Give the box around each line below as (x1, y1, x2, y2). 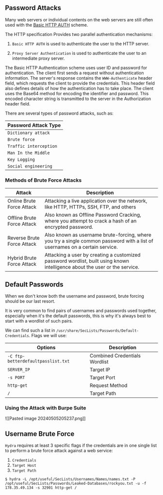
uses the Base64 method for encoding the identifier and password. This (5, 90, 149, 96)
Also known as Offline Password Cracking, (44, 211, 142, 218)
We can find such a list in (5, 327, 55, 333)
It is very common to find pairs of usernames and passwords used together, (5, 307, 157, 313)
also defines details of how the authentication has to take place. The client (5, 85, 154, 91)
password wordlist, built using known (44, 257, 130, 264)
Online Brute (7, 198, 36, 205)
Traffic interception (7, 143, 57, 149)
